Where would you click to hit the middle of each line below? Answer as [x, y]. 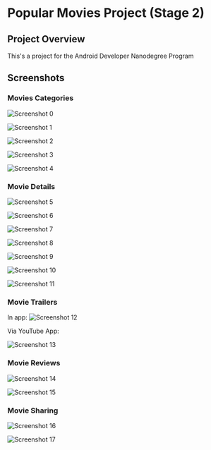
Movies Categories [41, 98]
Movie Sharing [33, 411]
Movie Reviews [34, 363]
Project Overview [46, 39]
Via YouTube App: [34, 331]
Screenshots [36, 78]
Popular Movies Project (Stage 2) [106, 13]
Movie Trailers [32, 302]
